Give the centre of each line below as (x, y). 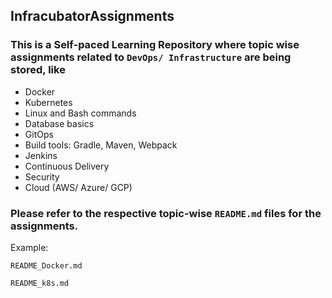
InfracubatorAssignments (92, 16)
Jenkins (41, 155)
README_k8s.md (40, 283)
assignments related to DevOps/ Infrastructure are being (151, 57)
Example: (29, 247)
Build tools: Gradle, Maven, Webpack (101, 145)
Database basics (59, 123)
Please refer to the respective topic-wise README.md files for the (166, 213)
